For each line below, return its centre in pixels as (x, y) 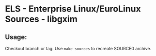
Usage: (16, 37)
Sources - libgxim (41, 19)
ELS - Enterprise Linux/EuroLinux (73, 9)
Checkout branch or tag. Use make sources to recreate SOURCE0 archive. (78, 49)
